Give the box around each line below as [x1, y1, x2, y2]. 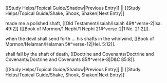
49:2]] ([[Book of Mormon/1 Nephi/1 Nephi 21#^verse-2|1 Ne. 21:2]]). [5, 26, 150, 32]
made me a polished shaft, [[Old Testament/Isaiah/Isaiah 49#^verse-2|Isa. [5, 20, 162, 26]
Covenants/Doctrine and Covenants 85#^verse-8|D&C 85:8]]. [5, 56, 136, 63]
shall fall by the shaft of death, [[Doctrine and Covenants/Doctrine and [5, 51, 154, 57]
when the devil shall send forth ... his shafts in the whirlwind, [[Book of [5, 36, 154, 42]
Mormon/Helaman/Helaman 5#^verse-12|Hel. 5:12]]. [5, 41, 116, 47]
